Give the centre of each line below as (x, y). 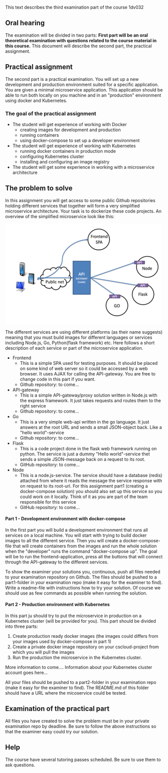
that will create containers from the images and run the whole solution (85, 546)
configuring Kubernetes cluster (52, 156)
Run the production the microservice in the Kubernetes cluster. (77, 657)
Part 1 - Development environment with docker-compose (65, 519)
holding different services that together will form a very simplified (72, 206)
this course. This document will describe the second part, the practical (78, 46)
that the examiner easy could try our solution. (52, 731)
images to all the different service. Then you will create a (63, 540)
